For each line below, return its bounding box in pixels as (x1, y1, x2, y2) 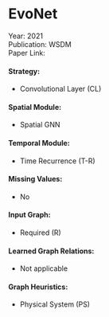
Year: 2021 (8, 31, 44, 41)
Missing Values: (8, 174, 63, 184)
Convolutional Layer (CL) (19, 84, 102, 94)
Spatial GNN (19, 120, 61, 130)
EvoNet (8, 5, 58, 23)
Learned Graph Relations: (8, 246, 95, 256)
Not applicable (19, 264, 68, 273)
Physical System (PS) (19, 299, 90, 309)
